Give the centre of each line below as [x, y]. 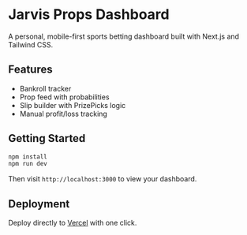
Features [30, 70]
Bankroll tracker [45, 88]
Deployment [39, 204]
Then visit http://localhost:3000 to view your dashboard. [103, 179]
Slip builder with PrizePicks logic [73, 105]
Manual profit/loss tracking [64, 114]
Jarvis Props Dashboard [89, 15]
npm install [28, 157]
